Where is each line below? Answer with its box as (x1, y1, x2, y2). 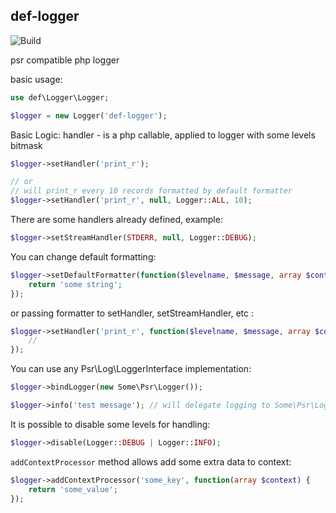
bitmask (10, 139, 43, 151)
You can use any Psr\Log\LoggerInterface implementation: (10, 363, 252, 375)
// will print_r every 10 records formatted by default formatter (10, 186, 293, 196)
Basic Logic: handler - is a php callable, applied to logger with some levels (10, 129, 316, 141)
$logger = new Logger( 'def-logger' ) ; (10, 110, 168, 121)
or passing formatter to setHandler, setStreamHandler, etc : (10, 307, 255, 319)
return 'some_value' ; (28, 484, 118, 494)
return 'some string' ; (28, 279, 123, 289)
